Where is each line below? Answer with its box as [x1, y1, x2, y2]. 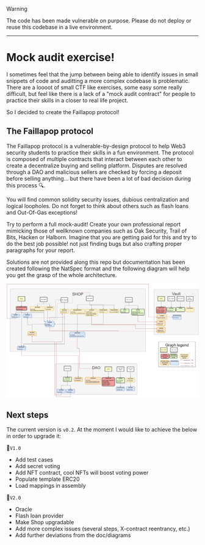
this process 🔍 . [6, 181, 46, 189]
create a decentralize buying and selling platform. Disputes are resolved [6, 162, 187, 169]
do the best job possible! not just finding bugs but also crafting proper [6, 240, 182, 247]
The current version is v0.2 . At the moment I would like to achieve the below [6, 426, 197, 433]
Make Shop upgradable [15, 519, 74, 526]
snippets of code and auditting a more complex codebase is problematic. [6, 77, 190, 84]
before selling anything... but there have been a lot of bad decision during [6, 175, 191, 182]
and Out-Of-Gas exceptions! [6, 209, 77, 216]
